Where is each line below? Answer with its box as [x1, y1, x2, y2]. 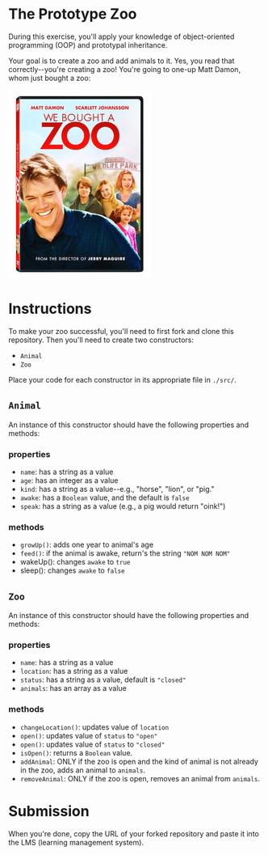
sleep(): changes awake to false [19, 565, 125, 575]
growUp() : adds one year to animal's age [19, 540, 154, 550]
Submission [8, 802, 90, 820]
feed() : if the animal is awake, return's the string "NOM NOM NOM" [19, 548, 231, 558]
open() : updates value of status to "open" [19, 730, 158, 740]
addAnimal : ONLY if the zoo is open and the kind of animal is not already [19, 756, 258, 766]
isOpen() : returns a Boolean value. [19, 747, 133, 757]
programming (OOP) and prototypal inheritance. [8, 40, 168, 49]
